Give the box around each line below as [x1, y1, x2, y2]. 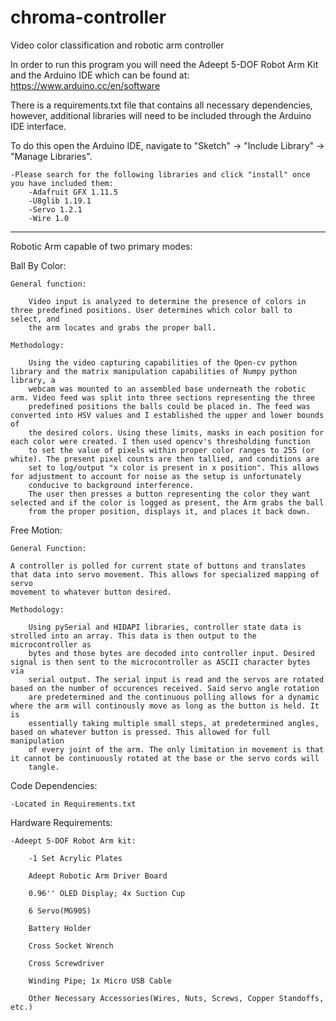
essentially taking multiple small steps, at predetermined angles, [28, 718, 320, 728]
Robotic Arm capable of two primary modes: [10, 240, 193, 252]
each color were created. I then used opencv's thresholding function [10, 436, 311, 446]
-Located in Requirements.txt [10, 799, 137, 809]
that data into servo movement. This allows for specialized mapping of [10, 569, 320, 580]
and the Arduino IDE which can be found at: [10, 69, 190, 81]
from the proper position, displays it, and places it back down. [28, 506, 311, 516]
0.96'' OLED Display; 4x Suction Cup [28, 888, 186, 898]
